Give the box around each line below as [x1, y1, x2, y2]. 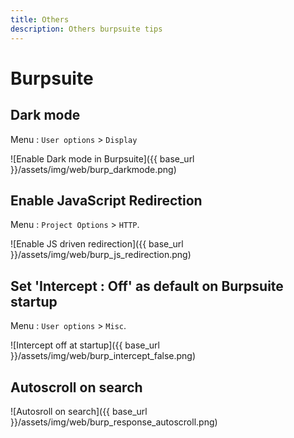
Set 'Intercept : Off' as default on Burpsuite [10, 277, 284, 295]
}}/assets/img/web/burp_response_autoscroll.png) [10, 416, 218, 428]
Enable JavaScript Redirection [10, 192, 203, 209]
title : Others [10, 14, 70, 25]
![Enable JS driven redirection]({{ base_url [10, 238, 184, 250]
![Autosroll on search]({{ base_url [10, 405, 148, 417]
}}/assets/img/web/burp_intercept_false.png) [10, 350, 197, 362]
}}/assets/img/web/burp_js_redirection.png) [10, 249, 192, 261]
